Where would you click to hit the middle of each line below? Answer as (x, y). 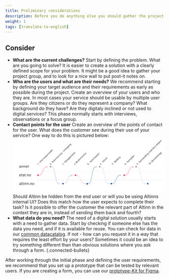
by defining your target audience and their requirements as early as (83, 87)
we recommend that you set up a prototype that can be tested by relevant (82, 265)
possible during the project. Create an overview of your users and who (86, 92)
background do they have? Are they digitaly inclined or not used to (82, 108)
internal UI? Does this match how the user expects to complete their (83, 202)
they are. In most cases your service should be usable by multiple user (86, 98)
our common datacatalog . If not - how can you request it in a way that (85, 234)
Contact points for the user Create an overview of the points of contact (88, 125)
